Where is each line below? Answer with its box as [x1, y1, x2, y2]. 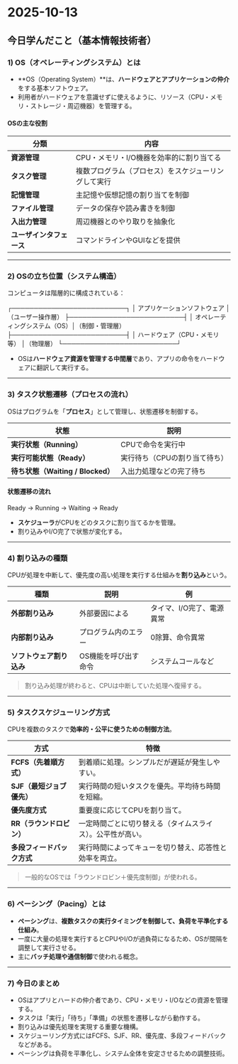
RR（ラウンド [11, 819, 57, 829]
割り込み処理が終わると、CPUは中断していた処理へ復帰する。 [24, 682, 205, 690]
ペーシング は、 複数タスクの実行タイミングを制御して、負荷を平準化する [17, 916, 229, 925]
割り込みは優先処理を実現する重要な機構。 [17, 1023, 142, 1031]
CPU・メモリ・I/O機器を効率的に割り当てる [75, 153, 222, 163]
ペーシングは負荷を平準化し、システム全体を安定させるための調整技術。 [17, 1049, 229, 1058]
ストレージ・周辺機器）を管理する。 [30, 101, 136, 110]
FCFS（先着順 [11, 758, 58, 768]
